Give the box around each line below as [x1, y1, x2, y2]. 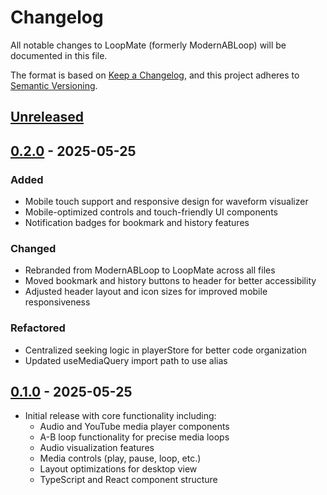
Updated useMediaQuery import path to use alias [24, 354, 228, 366]
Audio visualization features [39, 442, 155, 454]
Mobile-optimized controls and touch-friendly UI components [24, 206, 278, 218]
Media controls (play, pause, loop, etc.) [39, 452, 202, 465]
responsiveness [24, 296, 91, 308]
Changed [10, 241, 57, 255]
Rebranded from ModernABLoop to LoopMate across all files [24, 264, 276, 276]
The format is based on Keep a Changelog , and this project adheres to [10, 69, 300, 81]
